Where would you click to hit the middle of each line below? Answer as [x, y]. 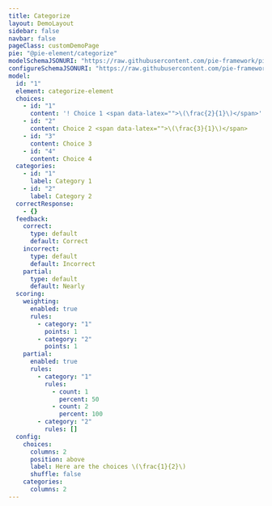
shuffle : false [55, 474]
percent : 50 [79, 399]
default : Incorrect [62, 264]
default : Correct [59, 242]
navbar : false [32, 38]
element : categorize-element [65, 91]
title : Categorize [39, 16]
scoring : [30, 294]
